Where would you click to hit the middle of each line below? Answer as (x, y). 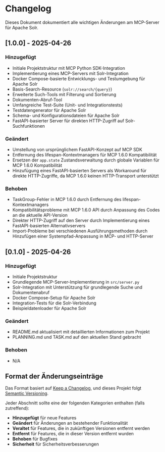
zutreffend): (17, 408)
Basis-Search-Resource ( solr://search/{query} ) (62, 89)
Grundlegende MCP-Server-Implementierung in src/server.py (76, 282)
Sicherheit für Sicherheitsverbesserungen (55, 444)
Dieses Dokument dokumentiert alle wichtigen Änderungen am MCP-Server (82, 22)
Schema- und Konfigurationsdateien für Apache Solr (66, 115)
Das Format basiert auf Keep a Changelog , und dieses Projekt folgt (73, 388)
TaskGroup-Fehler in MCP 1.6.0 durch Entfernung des (67, 200)
